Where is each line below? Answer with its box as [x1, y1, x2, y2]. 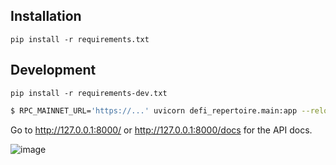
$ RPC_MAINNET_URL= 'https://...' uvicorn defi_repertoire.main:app [10, 105, 298, 116]
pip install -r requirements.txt [10, 34, 150, 44]
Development [10, 62, 97, 79]
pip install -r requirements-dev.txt [10, 88, 168, 98]
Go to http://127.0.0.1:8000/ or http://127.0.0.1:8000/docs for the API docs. [10, 124, 313, 136]
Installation [10, 8, 82, 25]
